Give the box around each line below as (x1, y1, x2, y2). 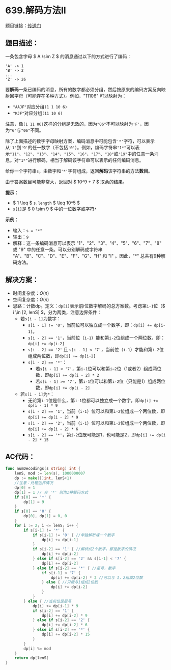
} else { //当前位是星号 (23, 599, 72, 604)
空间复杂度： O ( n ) (12, 296, 49, 302)
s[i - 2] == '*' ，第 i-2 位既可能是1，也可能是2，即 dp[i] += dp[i (27, 431, 166, 438)
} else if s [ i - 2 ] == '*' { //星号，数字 (32, 566, 116, 571)
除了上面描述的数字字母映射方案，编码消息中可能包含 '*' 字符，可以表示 (5, 138, 155, 144)
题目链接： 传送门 (5, 22, 41, 29)
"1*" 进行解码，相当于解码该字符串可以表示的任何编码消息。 (18, 157, 144, 163)
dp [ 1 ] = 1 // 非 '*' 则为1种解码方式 (14, 490, 88, 495)
